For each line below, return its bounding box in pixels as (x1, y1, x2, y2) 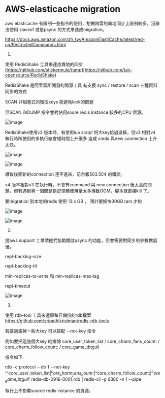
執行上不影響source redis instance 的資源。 (5, 388, 94, 394)
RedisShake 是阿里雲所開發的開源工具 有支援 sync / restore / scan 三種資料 (5, 82, 158, 88)
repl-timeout (5, 283, 31, 289)
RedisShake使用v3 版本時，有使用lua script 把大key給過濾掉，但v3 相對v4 (5, 129, 156, 135)
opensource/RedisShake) (5, 72, 57, 78)
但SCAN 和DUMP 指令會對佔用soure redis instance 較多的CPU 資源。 (5, 109, 146, 115)
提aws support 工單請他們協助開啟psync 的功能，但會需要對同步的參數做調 (5, 237, 158, 243)
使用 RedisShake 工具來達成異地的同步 (5, 61, 83, 67)
